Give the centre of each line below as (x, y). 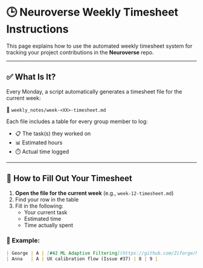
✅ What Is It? (31, 77)
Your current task (46, 212)
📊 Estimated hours (39, 142)
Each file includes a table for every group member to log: (77, 121)
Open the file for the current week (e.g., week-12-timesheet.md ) (94, 193)
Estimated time (43, 219)
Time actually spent (49, 225)
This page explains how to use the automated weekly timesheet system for (99, 46)
